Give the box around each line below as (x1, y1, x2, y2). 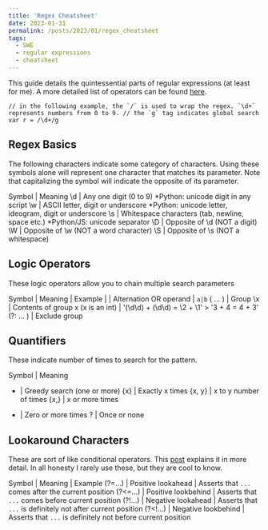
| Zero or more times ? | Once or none (19, 410, 145, 420)
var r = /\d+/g (8, 116, 59, 124)
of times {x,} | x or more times (19, 395, 118, 404)
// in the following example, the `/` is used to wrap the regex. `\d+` (8, 102, 256, 110)
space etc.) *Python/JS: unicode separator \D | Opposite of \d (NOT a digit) (8, 217, 258, 226)
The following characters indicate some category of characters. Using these (8, 159, 260, 169)
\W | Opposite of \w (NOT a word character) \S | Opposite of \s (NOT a (8, 225, 240, 235)
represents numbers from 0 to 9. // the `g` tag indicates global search (8, 109, 260, 117)
